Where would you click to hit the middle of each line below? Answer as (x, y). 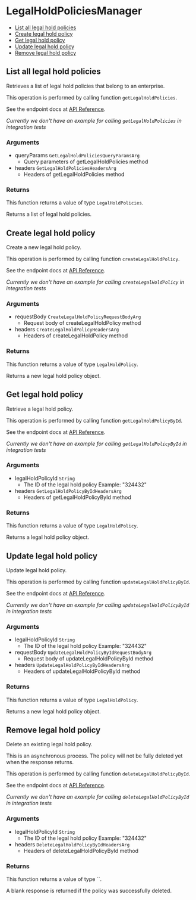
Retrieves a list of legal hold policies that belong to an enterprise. (86, 86)
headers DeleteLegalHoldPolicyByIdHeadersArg (72, 844)
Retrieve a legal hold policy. (40, 409)
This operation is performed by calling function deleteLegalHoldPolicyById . (98, 774)
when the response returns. (40, 762)
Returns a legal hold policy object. (48, 537)
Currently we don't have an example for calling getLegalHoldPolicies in (94, 120)
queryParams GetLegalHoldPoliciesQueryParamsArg (77, 156)
